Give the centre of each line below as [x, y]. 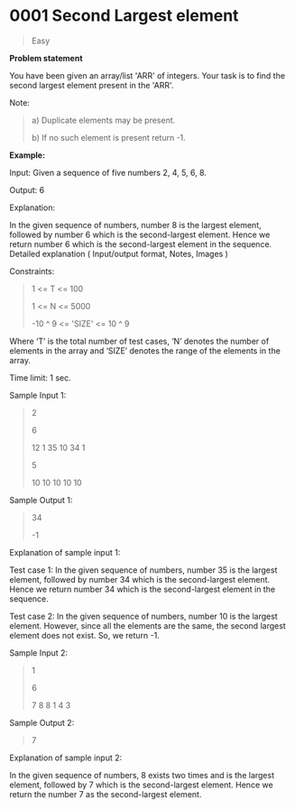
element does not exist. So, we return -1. [84, 635]
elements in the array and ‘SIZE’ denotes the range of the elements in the [145, 350]
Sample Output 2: [42, 722]
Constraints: [32, 271]
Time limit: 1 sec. [40, 377]
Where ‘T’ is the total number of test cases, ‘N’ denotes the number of [139, 341]
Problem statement [46, 58]
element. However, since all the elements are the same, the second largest [147, 625]
